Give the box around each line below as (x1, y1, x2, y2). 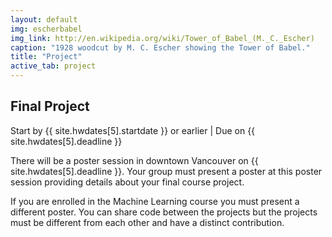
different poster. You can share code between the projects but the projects (10, 206, 318, 218)
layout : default (10, 14, 78, 25)
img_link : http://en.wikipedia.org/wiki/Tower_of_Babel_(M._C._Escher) (10, 33, 315, 43)
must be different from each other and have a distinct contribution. (10, 216, 285, 228)
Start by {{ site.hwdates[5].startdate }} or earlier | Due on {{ (10, 124, 256, 136)
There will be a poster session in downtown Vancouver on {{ (10, 154, 259, 166)
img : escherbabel (10, 24, 83, 34)
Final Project (10, 98, 90, 115)
